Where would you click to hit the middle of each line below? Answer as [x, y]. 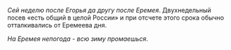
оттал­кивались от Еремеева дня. [57, 25]
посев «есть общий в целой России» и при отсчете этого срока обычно [116, 18]
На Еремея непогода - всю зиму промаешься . [78, 39]
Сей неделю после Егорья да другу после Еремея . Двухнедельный [109, 10]
